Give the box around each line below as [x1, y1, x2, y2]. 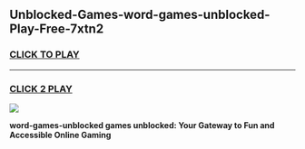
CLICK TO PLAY [9, 49, 80, 61]
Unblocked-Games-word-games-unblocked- [9, 7, 271, 23]
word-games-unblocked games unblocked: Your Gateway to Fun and [9, 119, 275, 130]
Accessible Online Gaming [9, 129, 112, 140]
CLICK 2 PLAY [9, 82, 73, 95]
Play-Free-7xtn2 [9, 22, 104, 37]
